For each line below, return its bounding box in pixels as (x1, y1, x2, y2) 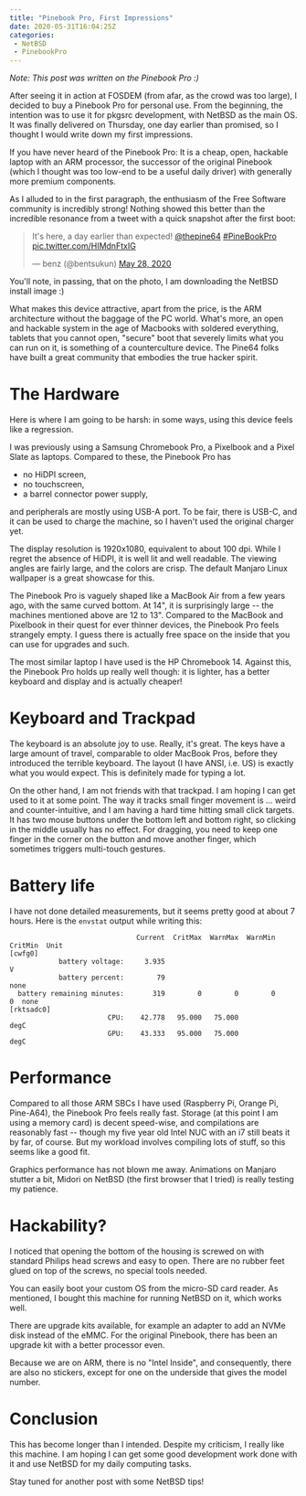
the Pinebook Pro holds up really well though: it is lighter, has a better (9, 667, 270, 678)
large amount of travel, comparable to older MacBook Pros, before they (9, 748, 279, 759)
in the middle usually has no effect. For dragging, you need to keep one (9, 824, 279, 835)
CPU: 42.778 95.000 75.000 (107, 1012, 239, 1022)
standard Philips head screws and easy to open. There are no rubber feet (9, 1255, 285, 1266)
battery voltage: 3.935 (58, 956, 166, 966)
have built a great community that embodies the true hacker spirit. (9, 352, 259, 363)
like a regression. (9, 424, 74, 435)
